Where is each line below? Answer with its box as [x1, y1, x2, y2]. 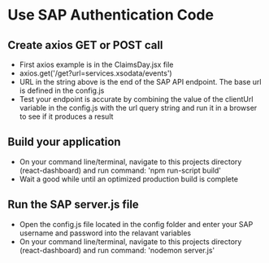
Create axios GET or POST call [7, 38, 163, 52]
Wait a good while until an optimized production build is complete [19, 173, 239, 184]
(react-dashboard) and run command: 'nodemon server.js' [19, 245, 215, 255]
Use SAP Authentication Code [7, 6, 215, 24]
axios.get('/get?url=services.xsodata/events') [19, 68, 172, 78]
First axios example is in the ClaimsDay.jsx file [19, 59, 174, 69]
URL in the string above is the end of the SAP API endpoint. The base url [19, 77, 262, 86]
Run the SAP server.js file [7, 198, 139, 212]
